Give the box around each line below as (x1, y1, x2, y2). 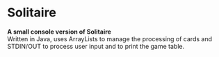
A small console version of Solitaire (7, 27, 111, 36)
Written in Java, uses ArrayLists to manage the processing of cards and (7, 34, 212, 43)
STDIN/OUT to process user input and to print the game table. (7, 42, 185, 50)
